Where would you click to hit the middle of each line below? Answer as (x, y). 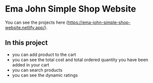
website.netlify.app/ (25, 27)
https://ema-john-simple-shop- (99, 22)
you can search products (37, 70)
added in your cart (31, 65)
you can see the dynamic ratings (45, 75)
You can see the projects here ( (37, 22)
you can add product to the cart (44, 54)
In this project (26, 43)
